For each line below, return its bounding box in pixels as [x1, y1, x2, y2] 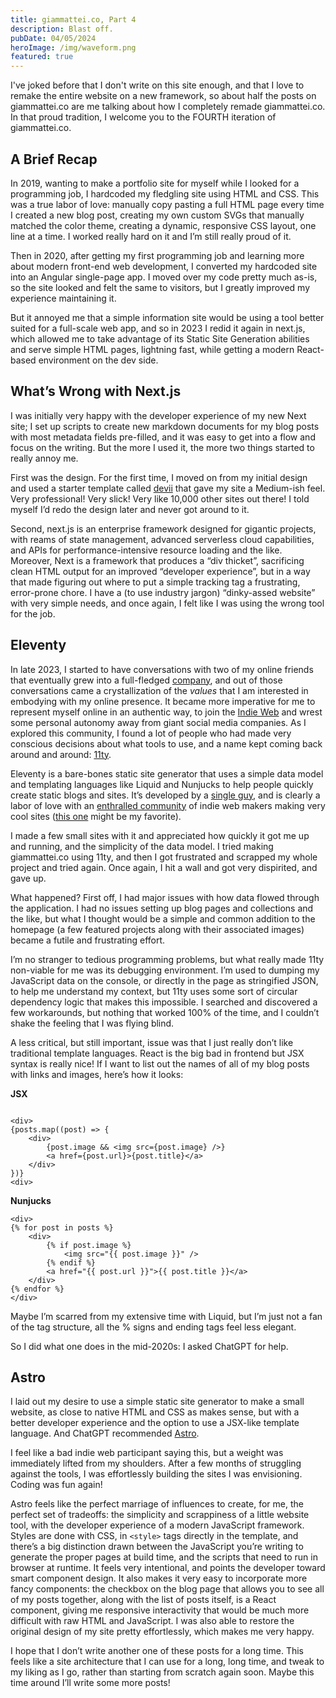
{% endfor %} [10, 1284, 65, 1294]
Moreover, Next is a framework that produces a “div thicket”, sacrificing [10, 554, 305, 566]
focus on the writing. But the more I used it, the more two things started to [10, 441, 315, 453]
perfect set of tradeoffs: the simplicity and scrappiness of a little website [10, 1509, 310, 1521]
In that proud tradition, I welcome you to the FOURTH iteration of [10, 111, 277, 123]
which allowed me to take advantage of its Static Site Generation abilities [10, 332, 310, 345]
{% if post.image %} [46, 1240, 132, 1250]
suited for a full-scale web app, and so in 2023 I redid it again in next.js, [10, 322, 306, 334]
